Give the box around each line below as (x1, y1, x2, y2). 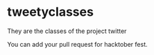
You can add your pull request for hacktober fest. (7, 40, 148, 48)
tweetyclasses (7, 4, 94, 20)
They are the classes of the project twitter (7, 27, 127, 35)
